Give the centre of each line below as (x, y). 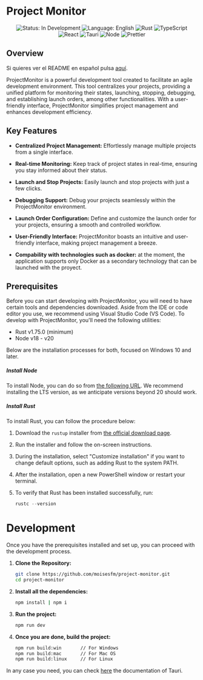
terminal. (26, 481)
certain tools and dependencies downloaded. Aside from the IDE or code (97, 308)
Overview (25, 54)
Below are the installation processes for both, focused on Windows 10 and (99, 350)
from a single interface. (44, 152)
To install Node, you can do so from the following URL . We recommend (95, 386)
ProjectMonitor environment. (51, 206)
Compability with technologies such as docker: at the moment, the (100, 254)
